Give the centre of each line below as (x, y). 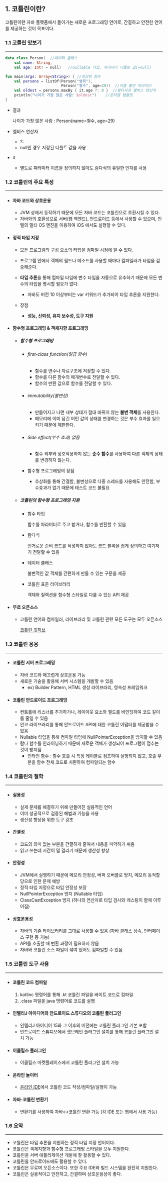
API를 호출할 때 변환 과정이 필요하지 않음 (59, 943)
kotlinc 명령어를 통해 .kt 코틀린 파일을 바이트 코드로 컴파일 (76, 995)
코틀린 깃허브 (33, 630)
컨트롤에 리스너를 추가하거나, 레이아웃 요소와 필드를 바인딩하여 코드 (85, 712)
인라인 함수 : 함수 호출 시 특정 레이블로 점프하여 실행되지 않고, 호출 (92, 756)
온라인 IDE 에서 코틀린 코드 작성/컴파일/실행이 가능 (68, 1087)
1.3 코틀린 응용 (22, 644)
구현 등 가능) (37, 937)
